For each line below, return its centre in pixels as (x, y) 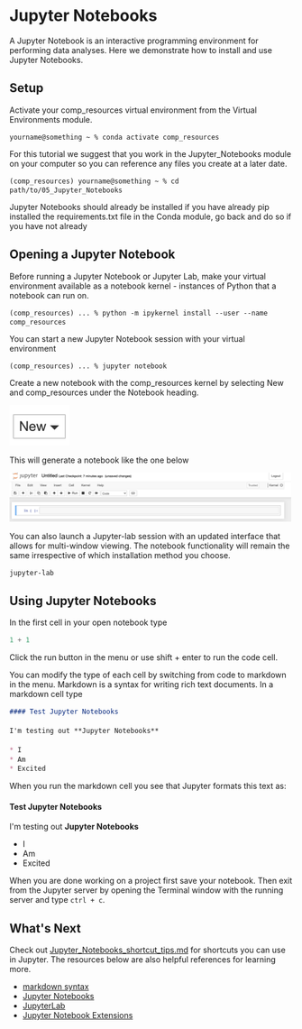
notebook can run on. (49, 295)
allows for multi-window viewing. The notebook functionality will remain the (150, 546)
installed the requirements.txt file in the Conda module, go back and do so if (151, 216)
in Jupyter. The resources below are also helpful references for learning (143, 960)
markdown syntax (55, 987)
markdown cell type (46, 694)
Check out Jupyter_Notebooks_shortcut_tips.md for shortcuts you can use (147, 950)
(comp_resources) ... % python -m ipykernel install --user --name (139, 313)
